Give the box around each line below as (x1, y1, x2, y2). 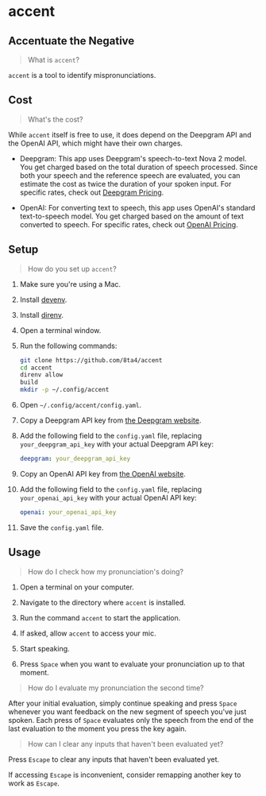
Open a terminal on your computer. (19, 582, 135, 592)
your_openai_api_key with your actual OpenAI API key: (19, 493, 197, 502)
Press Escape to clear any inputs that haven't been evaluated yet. (8, 754, 220, 764)
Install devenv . (19, 295, 67, 304)
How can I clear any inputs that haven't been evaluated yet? (27, 739, 224, 748)
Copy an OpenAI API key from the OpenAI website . (19, 469, 187, 478)
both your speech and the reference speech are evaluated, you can (19, 170, 241, 180)
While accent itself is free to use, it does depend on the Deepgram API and (8, 129, 252, 139)
